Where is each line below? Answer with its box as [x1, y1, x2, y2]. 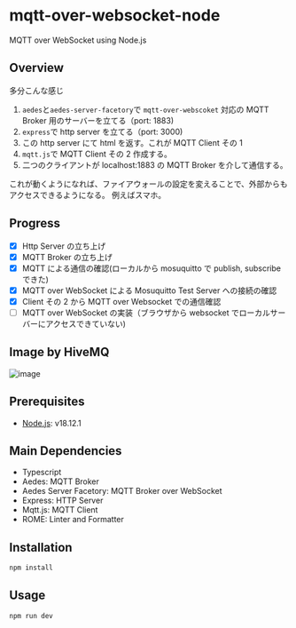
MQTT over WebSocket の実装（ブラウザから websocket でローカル [21, 307, 270, 318]
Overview [9, 60, 65, 76]
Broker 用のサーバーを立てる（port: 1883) [21, 115, 175, 125]
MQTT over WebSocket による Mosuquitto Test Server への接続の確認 [21, 285, 277, 296]
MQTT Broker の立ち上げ [21, 251, 113, 262]
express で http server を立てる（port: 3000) [21, 126, 183, 137]
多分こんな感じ [9, 85, 64, 96]
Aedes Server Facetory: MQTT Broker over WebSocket [21, 486, 223, 497]
